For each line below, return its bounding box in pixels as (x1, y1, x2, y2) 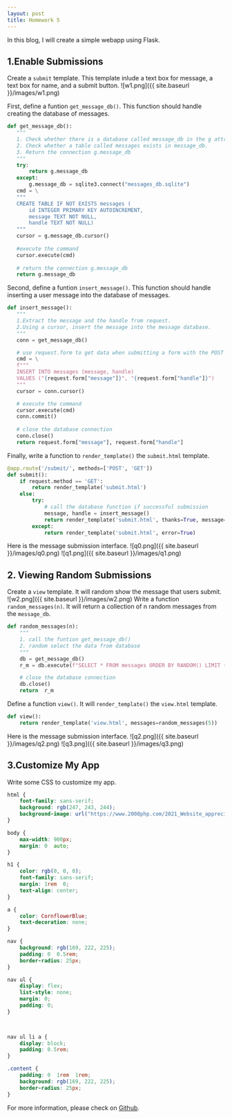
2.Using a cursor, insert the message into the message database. (16, 324, 212, 331)
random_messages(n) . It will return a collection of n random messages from (7, 602, 217, 610)
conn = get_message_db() (16, 337, 88, 344)
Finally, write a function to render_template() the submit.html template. (7, 451, 210, 459)
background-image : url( (19, 811, 88, 818)
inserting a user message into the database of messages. (7, 291, 171, 299)
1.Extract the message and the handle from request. (16, 317, 171, 324)
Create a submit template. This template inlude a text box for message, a (7, 74, 213, 82)
